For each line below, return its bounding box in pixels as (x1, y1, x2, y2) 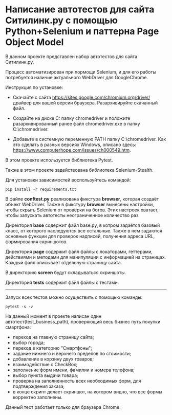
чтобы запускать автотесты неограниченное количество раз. (5, 212, 140, 218)
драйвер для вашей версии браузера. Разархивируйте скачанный (12, 99, 158, 106)
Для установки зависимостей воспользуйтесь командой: (5, 176, 132, 183)
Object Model (5, 37, 64, 48)
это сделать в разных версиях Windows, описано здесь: (12, 141, 137, 148)
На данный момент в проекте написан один (5, 313, 101, 319)
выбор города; (12, 339, 45, 346)
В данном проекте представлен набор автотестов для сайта (5, 53, 138, 60)
